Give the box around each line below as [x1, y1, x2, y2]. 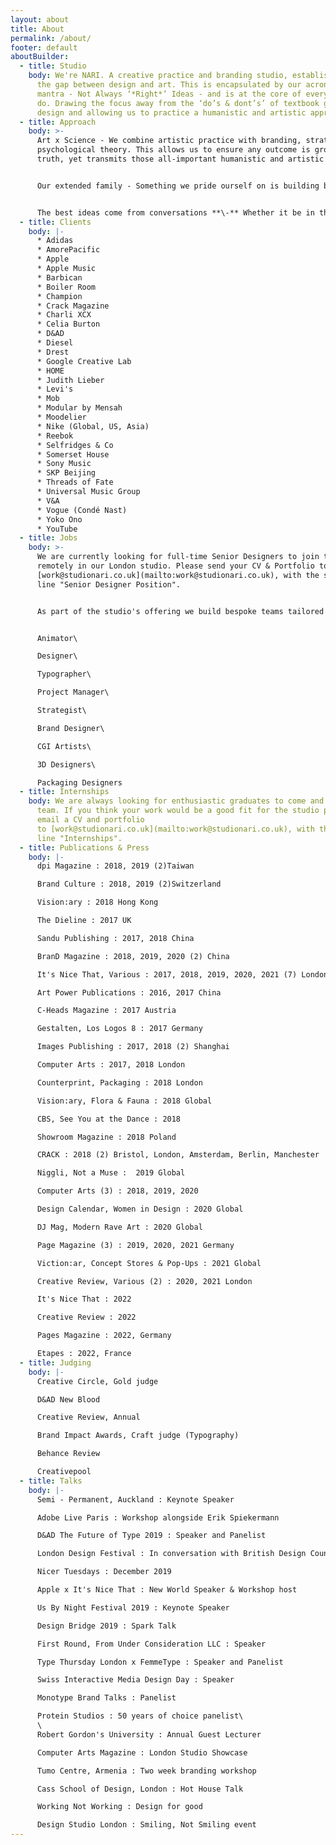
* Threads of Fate [36, 477, 114, 488]
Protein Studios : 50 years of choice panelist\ [36, 1711, 244, 1721]
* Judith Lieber [36, 375, 105, 385]
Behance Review [36, 1449, 101, 1459]
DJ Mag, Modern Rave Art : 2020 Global [36, 1222, 203, 1232]
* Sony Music [36, 459, 92, 469]
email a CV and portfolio [36, 815, 145, 825]
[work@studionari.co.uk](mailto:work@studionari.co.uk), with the [36, 570, 320, 580]
